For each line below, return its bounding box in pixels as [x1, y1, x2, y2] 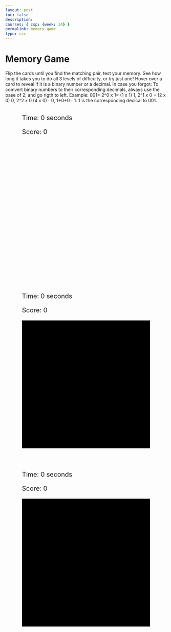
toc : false [5, 12, 29, 17]
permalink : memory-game [5, 27, 56, 32]
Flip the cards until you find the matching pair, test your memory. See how [5, 70, 161, 76]
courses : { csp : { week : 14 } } [5, 21, 70, 27]
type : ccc [5, 31, 27, 36]
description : [5, 17, 33, 22]
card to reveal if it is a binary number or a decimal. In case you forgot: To [5, 81, 159, 87]
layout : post [5, 7, 33, 13]
